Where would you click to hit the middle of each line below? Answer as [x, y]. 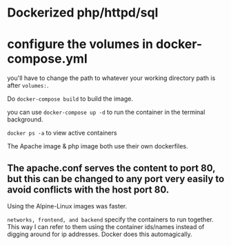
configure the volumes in [80, 45]
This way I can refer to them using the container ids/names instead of [106, 226]
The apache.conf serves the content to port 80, [111, 168]
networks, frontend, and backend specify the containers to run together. [110, 219]
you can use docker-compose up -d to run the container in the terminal [106, 112]
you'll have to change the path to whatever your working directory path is [111, 78]
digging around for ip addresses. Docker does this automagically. [100, 234]
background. [25, 119]
